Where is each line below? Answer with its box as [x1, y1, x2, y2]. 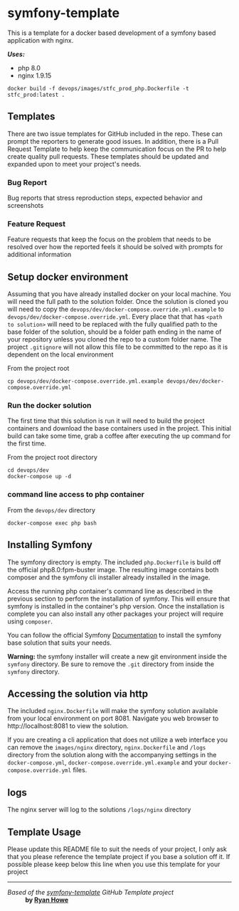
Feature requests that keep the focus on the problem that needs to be [7, 235, 211, 243]
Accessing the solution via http [7, 688, 148, 700]
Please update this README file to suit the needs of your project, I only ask [7, 845, 228, 853]
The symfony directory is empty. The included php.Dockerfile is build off [7, 557, 222, 567]
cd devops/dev [7, 467, 50, 474]
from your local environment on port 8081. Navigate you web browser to [7, 714, 219, 723]
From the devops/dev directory [7, 505, 96, 514]
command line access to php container [7, 490, 144, 500]
